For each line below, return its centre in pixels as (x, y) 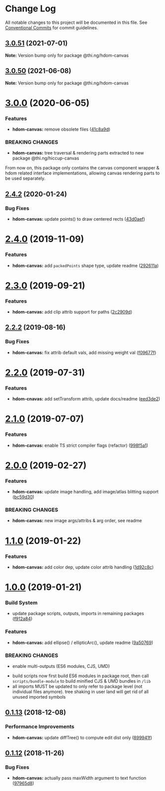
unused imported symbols (39, 697)
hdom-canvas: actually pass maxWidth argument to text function (79, 778)
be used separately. (25, 178)
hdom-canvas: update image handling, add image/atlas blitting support (85, 492)
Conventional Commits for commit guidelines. (52, 27)
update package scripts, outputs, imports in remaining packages (78, 614)
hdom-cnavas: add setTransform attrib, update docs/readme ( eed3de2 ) (86, 399)
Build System (22, 603)
